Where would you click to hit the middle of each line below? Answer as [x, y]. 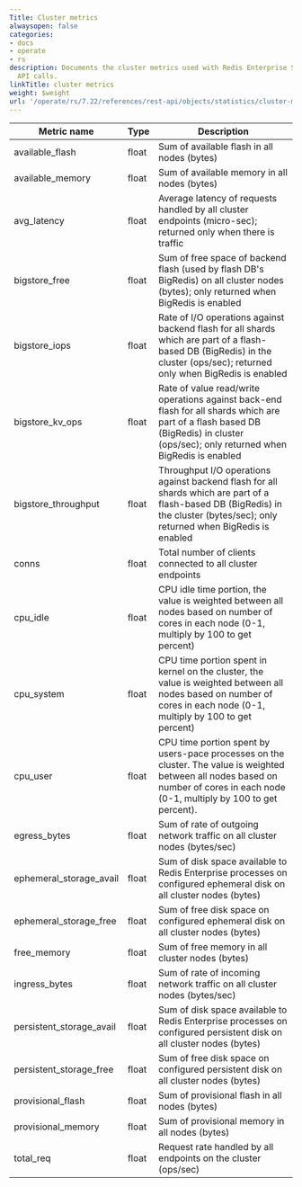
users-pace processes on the [222, 754]
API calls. [38, 76]
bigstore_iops [43, 345]
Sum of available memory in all [223, 173]
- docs [22, 43]
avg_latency [39, 221]
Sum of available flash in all [216, 147]
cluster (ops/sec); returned [215, 362]
